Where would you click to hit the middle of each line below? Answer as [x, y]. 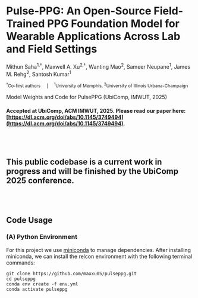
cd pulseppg [21, 279]
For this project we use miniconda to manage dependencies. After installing [99, 250]
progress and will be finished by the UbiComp [92, 171]
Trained [26, 24]
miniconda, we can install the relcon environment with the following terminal [99, 256]
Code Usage [29, 220]
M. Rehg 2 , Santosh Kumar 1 [39, 73]
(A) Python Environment [42, 237]
